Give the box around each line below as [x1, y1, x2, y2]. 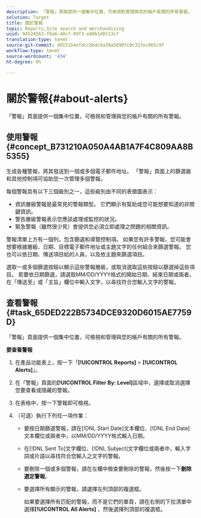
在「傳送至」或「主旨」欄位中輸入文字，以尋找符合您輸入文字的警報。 [6, 278, 179, 286]
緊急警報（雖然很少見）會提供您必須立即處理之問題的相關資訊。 [14, 223, 172, 231]
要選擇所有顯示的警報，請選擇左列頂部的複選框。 [23, 486, 145, 493]
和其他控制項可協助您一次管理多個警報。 [6, 175, 106, 183]
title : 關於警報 [6, 20, 43, 26]
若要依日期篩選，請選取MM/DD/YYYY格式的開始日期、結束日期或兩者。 [17, 271, 194, 278]
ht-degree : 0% [6, 59, 42, 65]
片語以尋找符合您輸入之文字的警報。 [34, 453, 124, 460]
